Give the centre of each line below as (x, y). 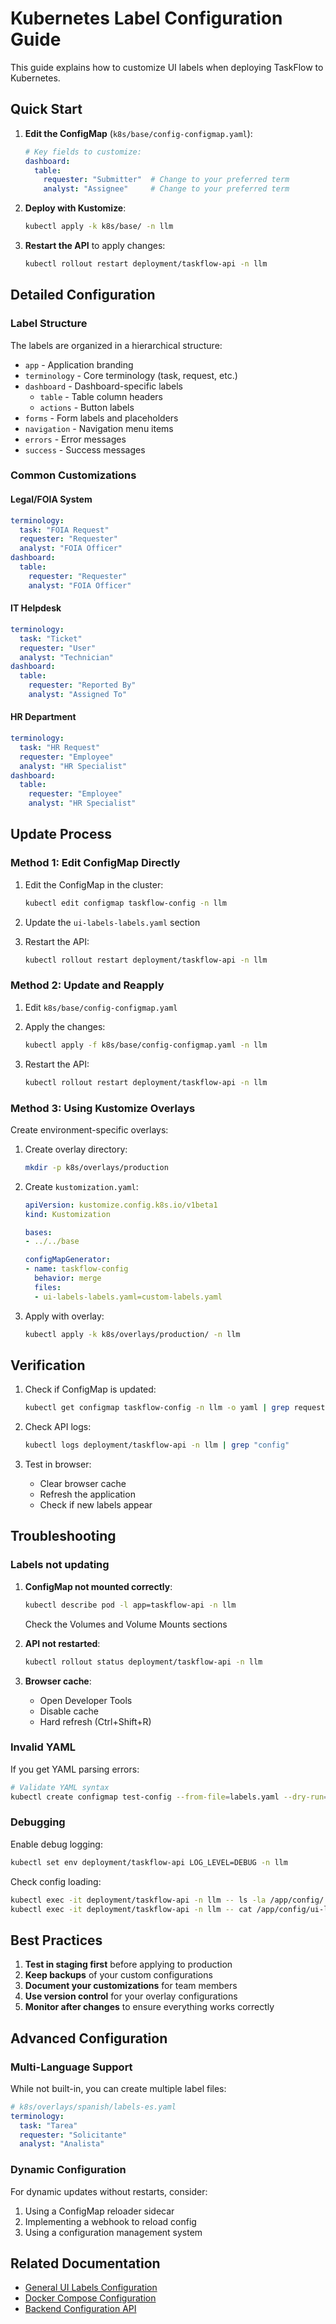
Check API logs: (58, 1427)
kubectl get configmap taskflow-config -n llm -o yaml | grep (157, 1408)
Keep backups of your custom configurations (118, 1975)
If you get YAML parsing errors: (75, 1769)
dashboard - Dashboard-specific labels (103, 386)
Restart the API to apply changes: (95, 245)
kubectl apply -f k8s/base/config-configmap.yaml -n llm (146, 1045)
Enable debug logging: (56, 1844)
